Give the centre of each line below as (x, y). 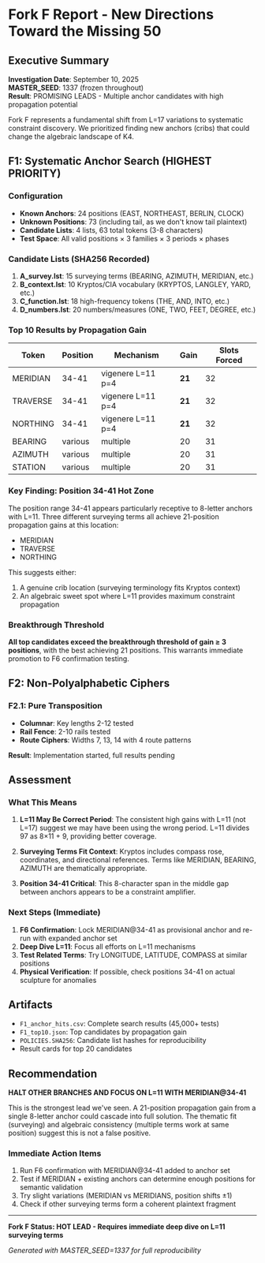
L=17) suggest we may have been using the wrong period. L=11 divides (134, 828)
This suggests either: (43, 572)
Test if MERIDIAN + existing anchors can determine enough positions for (137, 1179)
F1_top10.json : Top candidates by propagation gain (103, 1032)
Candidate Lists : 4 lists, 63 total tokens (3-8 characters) (111, 230)
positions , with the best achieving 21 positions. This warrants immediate (126, 650)
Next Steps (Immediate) (54, 913)
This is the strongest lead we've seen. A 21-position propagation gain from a (132, 1108)
